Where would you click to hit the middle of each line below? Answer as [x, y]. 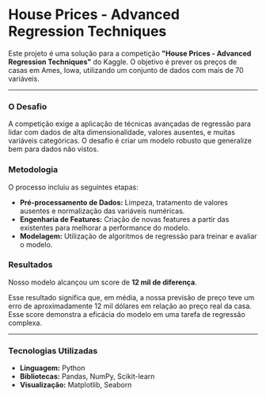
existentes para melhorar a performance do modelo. [104, 227]
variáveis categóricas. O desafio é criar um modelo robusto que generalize [130, 141]
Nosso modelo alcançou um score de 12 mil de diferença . [103, 282]
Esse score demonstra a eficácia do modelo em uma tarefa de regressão [127, 314]
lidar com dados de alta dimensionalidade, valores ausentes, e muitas [122, 132]
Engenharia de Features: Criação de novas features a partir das [124, 219]
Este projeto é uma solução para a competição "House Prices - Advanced [130, 53]
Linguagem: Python [52, 368]
